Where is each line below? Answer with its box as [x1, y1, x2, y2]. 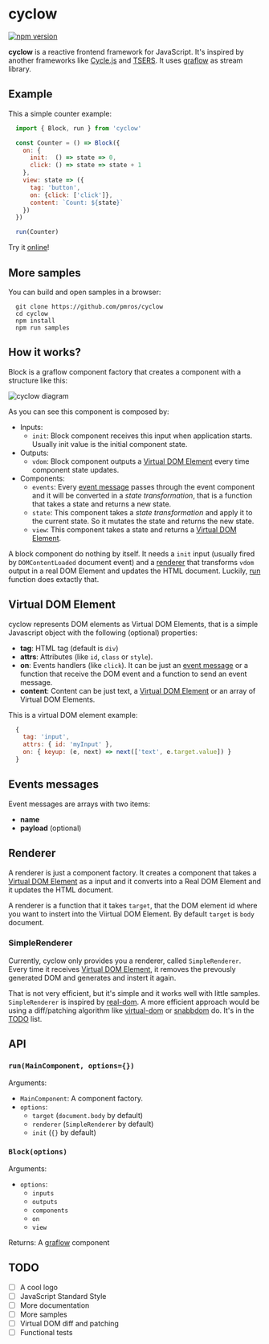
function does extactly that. [8, 574, 100, 584]
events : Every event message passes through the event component [31, 481, 255, 491]
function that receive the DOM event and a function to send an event [19, 669, 247, 678]
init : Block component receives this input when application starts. [31, 431, 253, 440]
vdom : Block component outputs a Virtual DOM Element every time [31, 456, 250, 466]
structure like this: [8, 375, 68, 385]
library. [8, 64, 32, 73]
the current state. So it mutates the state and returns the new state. [31, 516, 255, 526]
